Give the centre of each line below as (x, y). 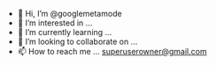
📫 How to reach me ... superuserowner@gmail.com (112, 51)
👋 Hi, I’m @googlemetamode (69, 14)
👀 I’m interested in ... (55, 23)
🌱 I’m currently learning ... (65, 32)
